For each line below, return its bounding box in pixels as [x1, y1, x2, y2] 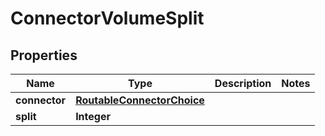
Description [214, 77, 272, 90]
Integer [75, 110, 111, 123]
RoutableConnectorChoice [75, 93, 205, 107]
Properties [10, 47, 78, 64]
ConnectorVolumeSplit [10, 7, 205, 30]
